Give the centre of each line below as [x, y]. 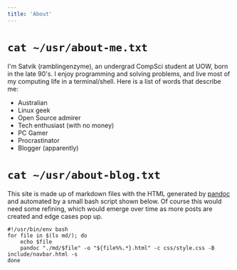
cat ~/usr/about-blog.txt [84, 175]
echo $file [36, 242]
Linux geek [34, 110]
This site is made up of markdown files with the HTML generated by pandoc [118, 193]
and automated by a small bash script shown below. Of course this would [115, 201]
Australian [32, 102]
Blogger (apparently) [48, 148]
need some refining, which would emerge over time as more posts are [110, 209]
